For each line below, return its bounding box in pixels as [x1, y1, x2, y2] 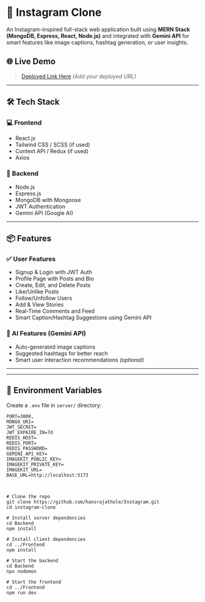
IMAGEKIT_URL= [6, 466, 43, 473]
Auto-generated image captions [15, 343, 96, 350]
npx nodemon [6, 568, 37, 575]
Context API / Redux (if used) [15, 148, 89, 155]
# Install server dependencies [6, 515, 86, 521]
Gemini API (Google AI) [15, 209, 73, 216]
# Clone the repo [6, 493, 51, 499]
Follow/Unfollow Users [15, 294, 73, 302]
